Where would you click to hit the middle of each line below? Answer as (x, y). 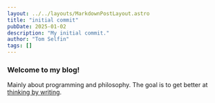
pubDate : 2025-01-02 (37, 26)
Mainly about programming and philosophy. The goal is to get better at (107, 85)
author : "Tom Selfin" (38, 39)
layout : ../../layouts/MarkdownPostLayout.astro (78, 13)
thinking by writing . (35, 92)
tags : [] (20, 46)
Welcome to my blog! (44, 70)
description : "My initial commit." (58, 33)
